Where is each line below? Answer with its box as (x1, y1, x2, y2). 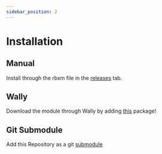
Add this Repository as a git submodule (6, 141, 103, 148)
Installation (6, 34, 63, 48)
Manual (6, 58, 35, 69)
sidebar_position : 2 (6, 8, 58, 15)
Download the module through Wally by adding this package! (6, 107, 157, 114)
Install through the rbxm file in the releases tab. (6, 74, 123, 81)
